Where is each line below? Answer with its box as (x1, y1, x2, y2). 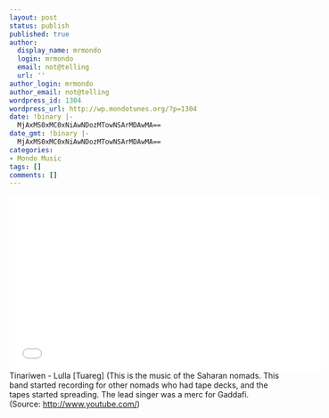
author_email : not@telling (9, 87, 110, 96)
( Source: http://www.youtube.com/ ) (9, 398, 141, 410)
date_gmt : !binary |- (9, 129, 90, 138)
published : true (9, 29, 70, 38)
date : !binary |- (9, 112, 74, 121)
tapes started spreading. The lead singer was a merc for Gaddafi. (9, 389, 250, 400)
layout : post (9, 12, 58, 22)
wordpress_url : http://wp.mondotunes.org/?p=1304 (9, 104, 198, 113)
